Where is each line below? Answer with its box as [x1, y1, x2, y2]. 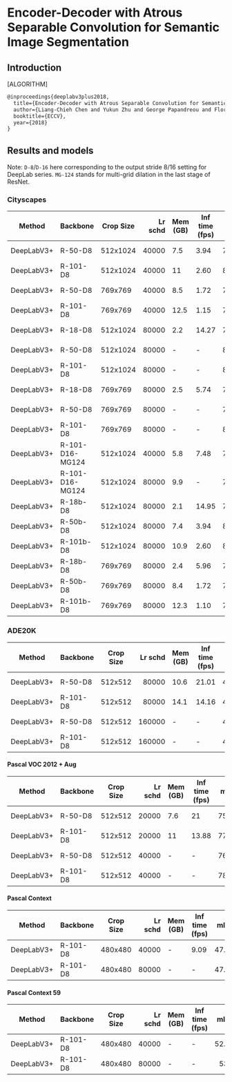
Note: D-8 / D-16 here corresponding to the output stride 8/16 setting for [7, 163, 207, 171]
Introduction [7, 61, 62, 73]
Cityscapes [7, 195, 47, 205]
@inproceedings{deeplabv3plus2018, [7, 93, 110, 100]
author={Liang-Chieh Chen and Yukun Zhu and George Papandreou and [13, 106, 212, 113]
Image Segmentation [7, 35, 130, 50]
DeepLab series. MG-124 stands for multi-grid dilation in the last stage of [7, 171, 211, 179]
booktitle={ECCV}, [13, 113, 67, 120]
